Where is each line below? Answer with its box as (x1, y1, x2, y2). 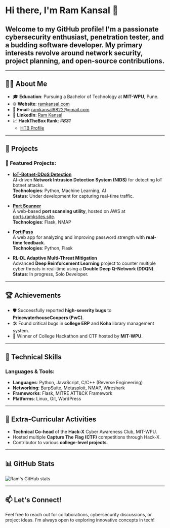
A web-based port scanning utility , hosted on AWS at (12, 208, 125, 214)
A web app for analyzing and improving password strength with (12, 234, 145, 240)
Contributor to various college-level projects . (12, 439, 108, 445)
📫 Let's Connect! (5, 495, 62, 505)
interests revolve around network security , (5, 48, 143, 57)
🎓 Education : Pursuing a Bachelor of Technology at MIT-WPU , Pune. (12, 94, 159, 100)
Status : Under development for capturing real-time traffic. (12, 193, 134, 199)
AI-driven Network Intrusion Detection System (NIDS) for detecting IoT (12, 176, 163, 182)
